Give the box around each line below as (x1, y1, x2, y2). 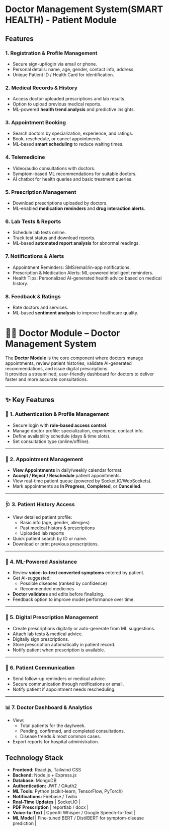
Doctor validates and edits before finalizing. (12, 591, 105, 597)
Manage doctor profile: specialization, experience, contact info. (12, 427, 144, 433)
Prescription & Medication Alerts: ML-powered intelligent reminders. (12, 269, 153, 275)
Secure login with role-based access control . (12, 422, 108, 428)
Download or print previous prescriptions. (12, 541, 99, 547)
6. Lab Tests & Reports (5, 218, 61, 225)
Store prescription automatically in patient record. (12, 641, 116, 647)
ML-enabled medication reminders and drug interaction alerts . (12, 205, 145, 211)
